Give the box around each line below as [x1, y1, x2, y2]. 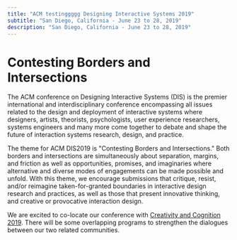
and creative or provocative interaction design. [7, 197, 144, 206]
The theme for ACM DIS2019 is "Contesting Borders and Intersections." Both [7, 144, 230, 153]
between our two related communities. [7, 226, 120, 234]
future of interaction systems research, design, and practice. [7, 131, 184, 139]
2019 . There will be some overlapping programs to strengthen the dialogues [7, 218, 229, 227]
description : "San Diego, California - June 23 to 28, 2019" [7, 23, 192, 31]
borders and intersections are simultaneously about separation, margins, [7, 152, 219, 160]
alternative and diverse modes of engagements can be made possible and [7, 167, 224, 175]
